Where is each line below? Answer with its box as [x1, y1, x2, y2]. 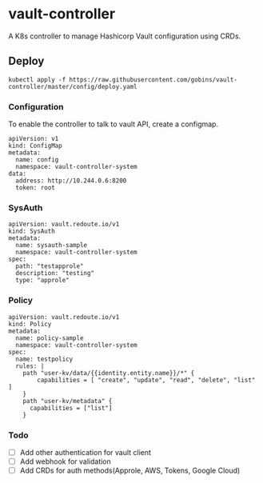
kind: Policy [8, 320, 52, 328]
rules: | [15, 361, 45, 370]
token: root [15, 184, 56, 192]
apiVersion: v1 [8, 135, 59, 143]
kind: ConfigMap [8, 142, 62, 150]
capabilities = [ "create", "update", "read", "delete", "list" [37, 376, 256, 384]
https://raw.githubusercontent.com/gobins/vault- [69, 75, 238, 84]
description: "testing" [15, 269, 94, 277]
